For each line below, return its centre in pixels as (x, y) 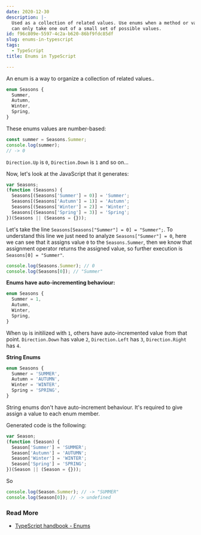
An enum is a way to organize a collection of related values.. (80, 78)
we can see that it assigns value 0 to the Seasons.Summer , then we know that (99, 242)
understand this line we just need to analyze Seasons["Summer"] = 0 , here (96, 236)
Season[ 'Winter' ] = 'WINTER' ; (49, 458)
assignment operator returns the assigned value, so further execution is (95, 248)
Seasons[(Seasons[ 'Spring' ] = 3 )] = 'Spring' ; (71, 212)
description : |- (26, 17)
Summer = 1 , (27, 299)
